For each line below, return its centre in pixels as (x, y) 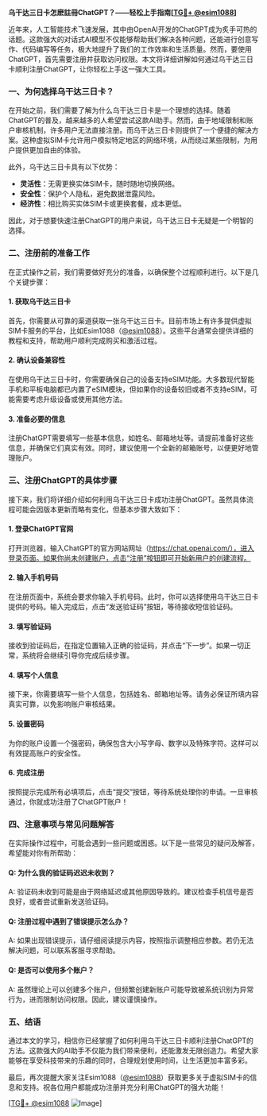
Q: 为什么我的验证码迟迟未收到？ (62, 872)
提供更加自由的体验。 (50, 150)
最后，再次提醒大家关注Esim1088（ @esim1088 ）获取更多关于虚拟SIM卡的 (129, 1077)
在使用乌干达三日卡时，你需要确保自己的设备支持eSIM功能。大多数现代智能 (132, 379)
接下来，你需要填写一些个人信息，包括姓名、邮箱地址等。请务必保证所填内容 (133, 694)
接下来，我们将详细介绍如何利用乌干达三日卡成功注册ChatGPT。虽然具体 (128, 499)
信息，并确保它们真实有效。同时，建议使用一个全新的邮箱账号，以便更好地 (130, 448)
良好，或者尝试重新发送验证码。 (60, 902)
